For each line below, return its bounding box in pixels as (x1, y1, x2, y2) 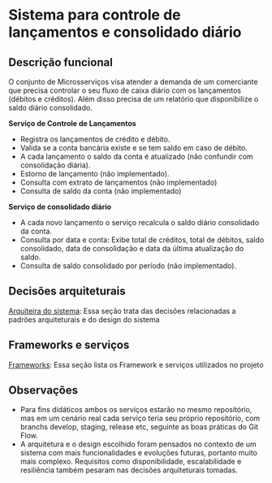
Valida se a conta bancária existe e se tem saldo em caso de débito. (19, 143, 248, 152)
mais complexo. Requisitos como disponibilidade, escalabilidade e (19, 457, 242, 467)
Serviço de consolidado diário (8, 202, 112, 211)
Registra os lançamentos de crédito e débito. (19, 134, 171, 144)
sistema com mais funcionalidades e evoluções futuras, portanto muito (19, 448, 258, 458)
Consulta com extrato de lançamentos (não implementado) (19, 177, 218, 187)
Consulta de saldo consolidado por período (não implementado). (19, 261, 237, 270)
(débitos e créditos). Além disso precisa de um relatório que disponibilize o (8, 94, 259, 103)
